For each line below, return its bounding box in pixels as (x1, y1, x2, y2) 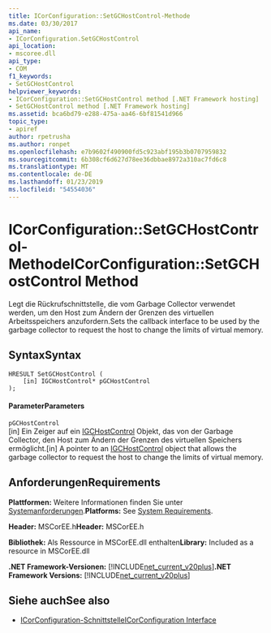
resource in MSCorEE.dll (8, 545, 90, 556)
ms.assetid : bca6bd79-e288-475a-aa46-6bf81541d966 (8, 110, 183, 118)
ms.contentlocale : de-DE (8, 170, 92, 179)
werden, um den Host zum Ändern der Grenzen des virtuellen (8, 308, 214, 317)
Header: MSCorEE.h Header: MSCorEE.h (8, 521, 144, 532)
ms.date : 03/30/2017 (8, 19, 79, 28)
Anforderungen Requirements (8, 476, 161, 489)
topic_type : (8, 118, 49, 126)
